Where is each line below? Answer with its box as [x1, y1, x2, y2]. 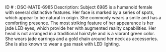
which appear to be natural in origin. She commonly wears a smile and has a [5, 15, 162, 20]
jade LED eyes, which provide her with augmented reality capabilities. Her [5, 25, 157, 31]
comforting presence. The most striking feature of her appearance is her [5, 20, 154, 26]
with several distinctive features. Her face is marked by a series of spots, [5, 9, 155, 15]
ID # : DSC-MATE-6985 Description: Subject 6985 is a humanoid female [5, 4, 153, 10]
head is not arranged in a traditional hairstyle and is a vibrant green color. [5, 31, 155, 36]
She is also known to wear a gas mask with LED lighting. [5, 41, 120, 47]
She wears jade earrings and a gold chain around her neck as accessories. [5, 36, 158, 42]
